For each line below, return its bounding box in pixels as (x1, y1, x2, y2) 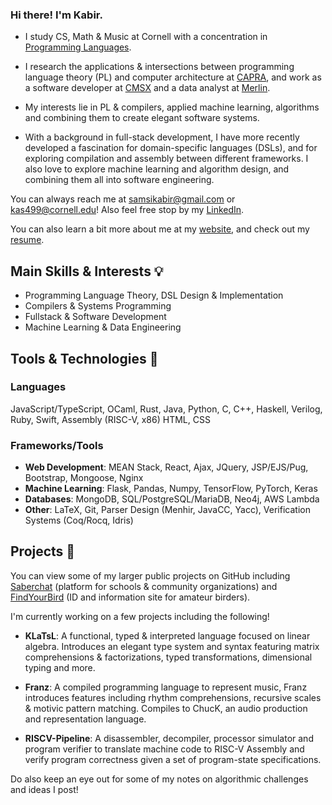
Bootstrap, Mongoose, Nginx (24, 472, 144, 484)
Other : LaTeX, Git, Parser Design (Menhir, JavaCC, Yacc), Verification (24, 504, 311, 516)
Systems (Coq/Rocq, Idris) (24, 514, 134, 527)
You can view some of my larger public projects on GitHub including (10, 569, 291, 582)
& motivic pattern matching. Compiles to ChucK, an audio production (24, 702, 308, 714)
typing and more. (24, 661, 96, 673)
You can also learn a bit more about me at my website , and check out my (10, 223, 310, 235)
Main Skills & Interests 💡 (10, 263, 164, 280)
